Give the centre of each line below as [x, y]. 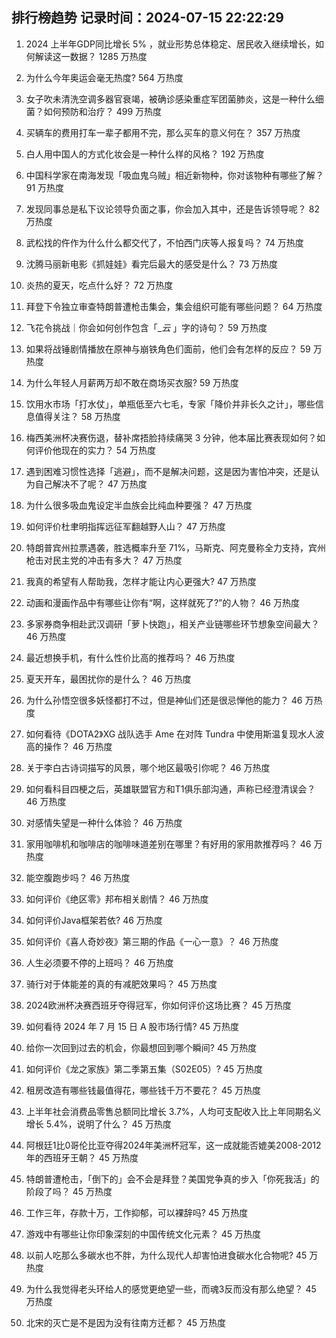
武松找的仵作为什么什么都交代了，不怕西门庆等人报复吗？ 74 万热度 [164, 242]
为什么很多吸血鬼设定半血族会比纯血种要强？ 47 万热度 [139, 505]
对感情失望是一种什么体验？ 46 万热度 [104, 822]
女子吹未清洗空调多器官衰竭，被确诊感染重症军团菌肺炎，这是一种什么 [170, 99]
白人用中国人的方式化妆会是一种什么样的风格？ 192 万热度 [145, 154]
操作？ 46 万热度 [78, 746]
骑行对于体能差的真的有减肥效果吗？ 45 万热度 [121, 984]
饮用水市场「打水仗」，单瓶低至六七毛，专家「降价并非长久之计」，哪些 [170, 404]
